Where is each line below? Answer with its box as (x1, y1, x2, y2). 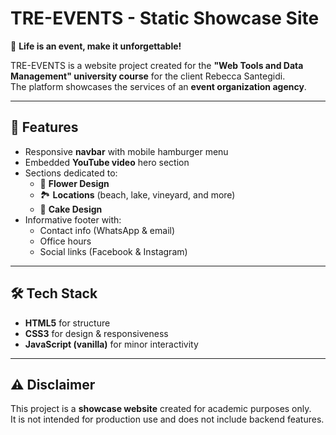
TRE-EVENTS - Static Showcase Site (10, 7, 320, 30)
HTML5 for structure (24, 317, 111, 329)
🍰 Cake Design (39, 203, 103, 215)
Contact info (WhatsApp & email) (39, 224, 176, 236)
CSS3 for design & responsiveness (24, 327, 169, 339)
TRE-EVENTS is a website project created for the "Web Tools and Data (10, 59, 304, 71)
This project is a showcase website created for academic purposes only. (10, 403, 312, 415)
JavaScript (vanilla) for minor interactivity (24, 338, 199, 350)
